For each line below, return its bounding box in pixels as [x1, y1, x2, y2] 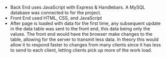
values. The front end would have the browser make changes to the [10, 31, 153, 37]
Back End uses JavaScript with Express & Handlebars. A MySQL [10, 5, 146, 10]
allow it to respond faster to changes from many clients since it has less [10, 42, 161, 47]
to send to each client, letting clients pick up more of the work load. [10, 47, 152, 53]
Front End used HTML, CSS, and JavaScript [10, 15, 102, 21]
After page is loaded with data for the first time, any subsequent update [10, 20, 161, 26]
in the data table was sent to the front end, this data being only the [10, 26, 151, 32]
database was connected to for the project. [10, 10, 101, 16]
